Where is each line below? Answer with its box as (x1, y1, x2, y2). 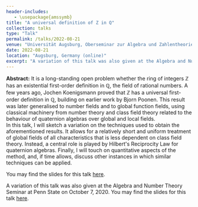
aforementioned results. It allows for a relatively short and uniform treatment (6, 128, 192, 135)
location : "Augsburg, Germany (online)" (6, 53, 107, 59)
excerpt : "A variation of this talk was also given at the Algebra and (6, 58, 186, 64)
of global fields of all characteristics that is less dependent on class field (6, 134, 182, 141)
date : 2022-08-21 (6, 47, 49, 53)
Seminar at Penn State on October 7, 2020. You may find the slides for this (6, 188, 186, 195)
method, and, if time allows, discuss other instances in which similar (6, 153, 171, 160)
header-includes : (6, 8, 49, 15)
